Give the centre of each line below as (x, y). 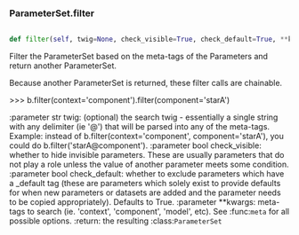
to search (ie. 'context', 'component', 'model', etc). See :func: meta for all (158, 212)
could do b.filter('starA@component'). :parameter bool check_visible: (136, 145)
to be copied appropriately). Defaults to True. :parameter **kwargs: (133, 202)
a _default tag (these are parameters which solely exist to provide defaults (145, 184)
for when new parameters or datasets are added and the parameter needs (145, 192)
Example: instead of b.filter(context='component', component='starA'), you (147, 137)
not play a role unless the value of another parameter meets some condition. (149, 164)
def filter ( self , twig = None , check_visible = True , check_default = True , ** (149, 39)
